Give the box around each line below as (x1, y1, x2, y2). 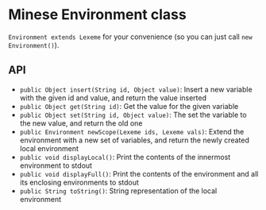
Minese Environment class (8, 6, 187, 24)
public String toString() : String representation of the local (19, 185, 218, 196)
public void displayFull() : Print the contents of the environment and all (19, 169, 259, 178)
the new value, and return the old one (19, 118, 143, 128)
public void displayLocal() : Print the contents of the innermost (19, 152, 231, 161)
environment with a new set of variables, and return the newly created (19, 135, 250, 145)
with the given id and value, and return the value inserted (19, 93, 207, 103)
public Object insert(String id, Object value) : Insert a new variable (19, 84, 253, 94)
